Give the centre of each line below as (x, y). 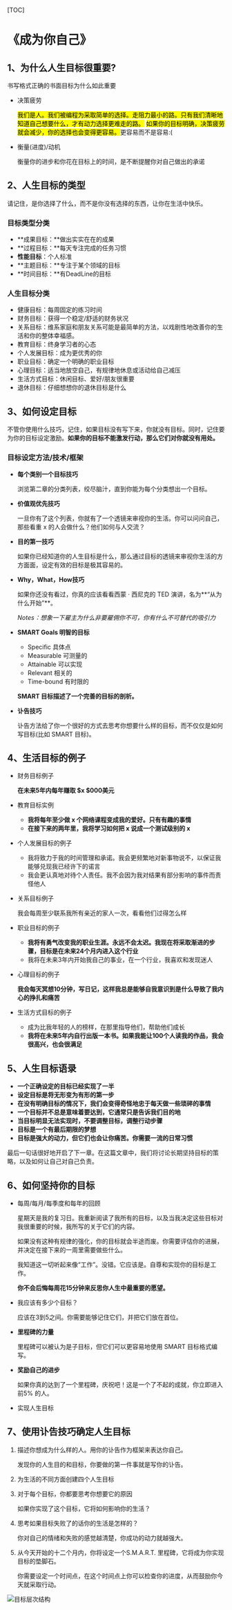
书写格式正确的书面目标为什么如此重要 (61, 85)
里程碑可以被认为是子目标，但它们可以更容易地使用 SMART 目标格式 (114, 1346)
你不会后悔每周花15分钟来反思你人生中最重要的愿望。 (93, 1287)
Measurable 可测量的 (57, 655)
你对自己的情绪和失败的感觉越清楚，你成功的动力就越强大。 (102, 1537)
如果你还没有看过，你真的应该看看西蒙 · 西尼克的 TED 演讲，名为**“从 (116, 594)
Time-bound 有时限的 (58, 681)
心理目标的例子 (38, 974)
